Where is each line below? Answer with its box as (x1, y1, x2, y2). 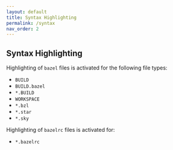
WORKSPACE (14, 96, 40, 103)
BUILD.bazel (14, 83, 45, 90)
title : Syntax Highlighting (6, 15, 77, 21)
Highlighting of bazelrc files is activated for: (6, 126, 115, 134)
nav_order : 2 (6, 25, 39, 32)
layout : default (6, 8, 47, 15)
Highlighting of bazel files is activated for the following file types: (6, 64, 168, 71)
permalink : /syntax (6, 20, 55, 26)
